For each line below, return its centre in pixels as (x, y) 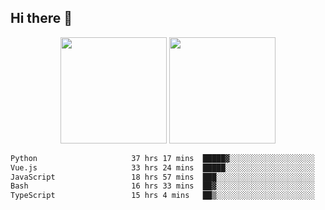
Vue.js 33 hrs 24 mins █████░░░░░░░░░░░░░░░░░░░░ (162, 167)
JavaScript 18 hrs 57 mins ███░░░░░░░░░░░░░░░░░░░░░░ (162, 177)
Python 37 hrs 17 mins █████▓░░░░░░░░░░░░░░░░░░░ (162, 158)
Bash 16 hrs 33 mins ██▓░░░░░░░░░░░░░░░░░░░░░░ (162, 186)
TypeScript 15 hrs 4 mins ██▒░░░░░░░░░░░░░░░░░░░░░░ (162, 196)
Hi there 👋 (41, 18)
